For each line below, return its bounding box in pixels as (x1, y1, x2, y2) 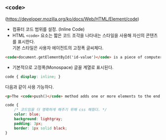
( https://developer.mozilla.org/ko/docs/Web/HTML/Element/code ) (5, 16, 139, 22)
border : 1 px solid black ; (14, 126, 68, 131)
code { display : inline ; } (5, 74, 61, 79)
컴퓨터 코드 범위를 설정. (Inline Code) (12, 26, 85, 32)
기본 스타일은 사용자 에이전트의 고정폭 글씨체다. (12, 45, 104, 51)
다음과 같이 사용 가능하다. (5, 84, 54, 90)
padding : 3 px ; (14, 121, 43, 126)
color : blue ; (14, 112, 41, 117)
